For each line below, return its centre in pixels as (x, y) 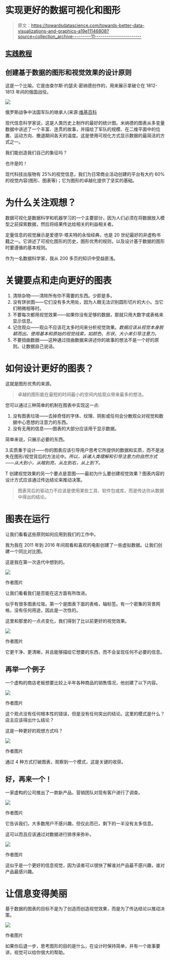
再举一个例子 (25, 670)
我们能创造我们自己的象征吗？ (36, 153)
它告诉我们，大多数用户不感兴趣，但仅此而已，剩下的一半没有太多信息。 (80, 823)
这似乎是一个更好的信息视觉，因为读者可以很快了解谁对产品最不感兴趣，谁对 (85, 865)
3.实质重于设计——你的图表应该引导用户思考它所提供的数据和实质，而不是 (83, 450)
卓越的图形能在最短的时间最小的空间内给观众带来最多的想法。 (82, 394)
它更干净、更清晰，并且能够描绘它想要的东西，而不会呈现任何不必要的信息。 (85, 652)
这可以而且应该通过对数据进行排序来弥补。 (50, 834)
